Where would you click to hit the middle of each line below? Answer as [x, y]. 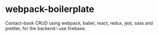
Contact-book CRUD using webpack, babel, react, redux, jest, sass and [79, 23]
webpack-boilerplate [50, 9]
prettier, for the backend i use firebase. [46, 28]
